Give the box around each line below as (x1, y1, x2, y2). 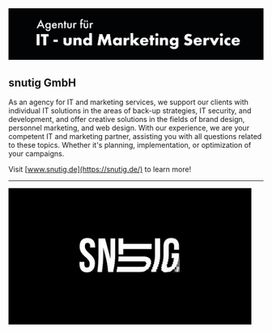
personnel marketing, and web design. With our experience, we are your (8, 123, 249, 133)
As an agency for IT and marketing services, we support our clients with (8, 97, 249, 107)
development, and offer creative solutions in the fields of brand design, (8, 115, 245, 124)
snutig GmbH (8, 76, 77, 90)
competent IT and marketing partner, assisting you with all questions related (8, 132, 262, 141)
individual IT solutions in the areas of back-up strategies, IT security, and (8, 106, 252, 116)
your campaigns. (8, 149, 65, 158)
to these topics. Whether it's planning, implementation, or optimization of (8, 141, 252, 150)
